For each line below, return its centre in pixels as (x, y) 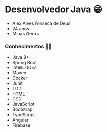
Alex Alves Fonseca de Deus (41, 23)
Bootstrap (22, 109)
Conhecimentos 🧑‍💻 (29, 46)
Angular (20, 120)
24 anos (21, 28)
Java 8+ (20, 57)
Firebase (21, 125)
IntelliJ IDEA (24, 67)
